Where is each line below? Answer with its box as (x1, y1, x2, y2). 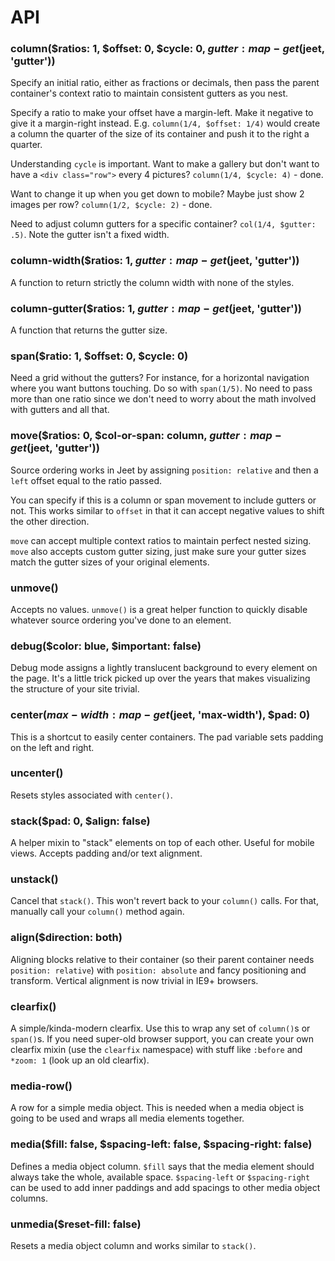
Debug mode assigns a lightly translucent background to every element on (10, 662, 318, 674)
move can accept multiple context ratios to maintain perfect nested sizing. (10, 534, 312, 546)
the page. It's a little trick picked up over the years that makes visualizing (10, 672, 311, 685)
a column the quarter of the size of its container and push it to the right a (10, 128, 310, 140)
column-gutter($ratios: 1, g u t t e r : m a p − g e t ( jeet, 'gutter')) (10, 301, 302, 315)
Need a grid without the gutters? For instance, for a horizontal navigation (10, 372, 310, 384)
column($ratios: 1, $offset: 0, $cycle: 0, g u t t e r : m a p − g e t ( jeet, (10, 42, 325, 56)
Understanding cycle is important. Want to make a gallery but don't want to (10, 158, 320, 170)
